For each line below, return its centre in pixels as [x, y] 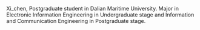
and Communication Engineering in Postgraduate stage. [76, 21]
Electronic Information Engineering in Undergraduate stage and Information [100, 15]
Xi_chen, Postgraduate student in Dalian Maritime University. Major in [93, 9]
